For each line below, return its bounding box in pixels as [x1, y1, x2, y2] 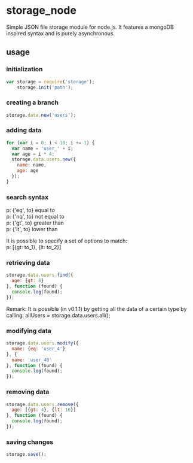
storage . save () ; [6, 452, 47, 458]
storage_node [6, 4, 76, 17]
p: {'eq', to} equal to [6, 207, 55, 214]
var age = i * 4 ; [11, 151, 55, 157]
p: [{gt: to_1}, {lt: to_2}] [6, 244, 62, 251]
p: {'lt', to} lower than [6, 226, 58, 233]
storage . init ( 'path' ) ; [17, 84, 73, 90]
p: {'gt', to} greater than [6, 219, 64, 226]
